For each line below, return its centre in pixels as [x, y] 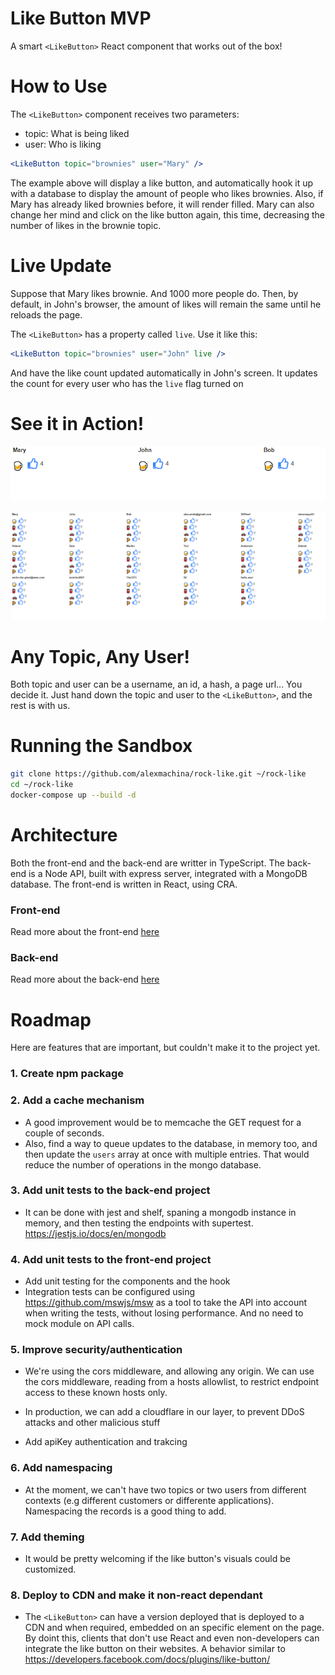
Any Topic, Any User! [100, 656]
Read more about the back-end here [85, 979]
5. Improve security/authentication [96, 1350]
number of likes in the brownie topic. [86, 225]
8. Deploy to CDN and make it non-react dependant [136, 1595]
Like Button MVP [81, 18]
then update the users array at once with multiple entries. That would [167, 1154]
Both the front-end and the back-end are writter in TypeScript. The [147, 863]
